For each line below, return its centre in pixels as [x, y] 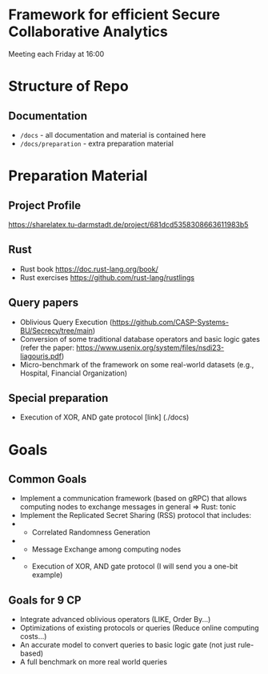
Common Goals [48, 479]
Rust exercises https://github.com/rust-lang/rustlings [107, 277]
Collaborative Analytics [88, 32]
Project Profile [45, 205]
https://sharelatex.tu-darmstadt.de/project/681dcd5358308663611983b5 [128, 224]
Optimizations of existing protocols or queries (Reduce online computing [139, 628]
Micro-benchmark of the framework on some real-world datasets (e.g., [137, 364]
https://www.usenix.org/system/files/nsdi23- [150, 347]
